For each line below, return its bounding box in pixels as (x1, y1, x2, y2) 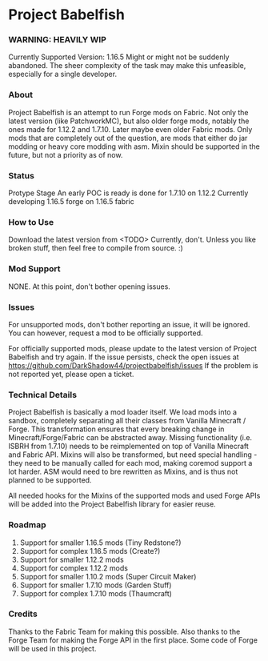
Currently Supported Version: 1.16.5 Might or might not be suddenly (8, 52, 230, 62)
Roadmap (8, 519, 46, 531)
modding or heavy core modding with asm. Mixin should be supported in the (8, 142, 260, 151)
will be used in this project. (8, 643, 97, 653)
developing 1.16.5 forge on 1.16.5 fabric (8, 197, 134, 206)
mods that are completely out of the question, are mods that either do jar (8, 133, 248, 142)
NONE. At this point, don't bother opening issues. (8, 282, 170, 291)
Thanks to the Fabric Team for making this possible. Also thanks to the (8, 627, 241, 636)
